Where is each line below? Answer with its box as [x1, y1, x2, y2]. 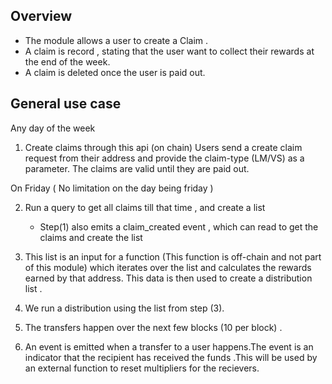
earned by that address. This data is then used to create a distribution [24, 272, 313, 284]
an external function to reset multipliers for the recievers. [24, 362, 260, 374]
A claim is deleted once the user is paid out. [24, 66, 206, 78]
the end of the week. [24, 55, 111, 68]
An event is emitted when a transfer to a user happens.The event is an [24, 340, 314, 353]
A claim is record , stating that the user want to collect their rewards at [24, 45, 315, 57]
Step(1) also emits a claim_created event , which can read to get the [39, 220, 319, 233]
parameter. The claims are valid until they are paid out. [24, 162, 250, 174]
